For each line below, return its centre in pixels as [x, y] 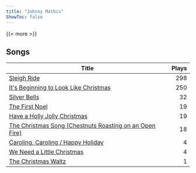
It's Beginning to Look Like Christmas [60, 88]
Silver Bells [24, 97]
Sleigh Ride [24, 78]
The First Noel [28, 107]
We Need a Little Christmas [46, 152]
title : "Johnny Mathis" [35, 11]
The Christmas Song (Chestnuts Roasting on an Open [82, 126]
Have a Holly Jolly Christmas [48, 116]
